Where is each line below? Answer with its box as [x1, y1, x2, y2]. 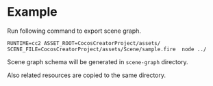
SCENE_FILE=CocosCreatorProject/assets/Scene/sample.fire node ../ [7, 46, 207, 53]
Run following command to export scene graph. [7, 27, 142, 35]
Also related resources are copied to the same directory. [7, 71, 166, 79]
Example [7, 4, 58, 20]
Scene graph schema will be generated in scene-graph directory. [7, 57, 188, 66]
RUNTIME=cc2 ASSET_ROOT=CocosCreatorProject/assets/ [7, 40, 161, 46]
